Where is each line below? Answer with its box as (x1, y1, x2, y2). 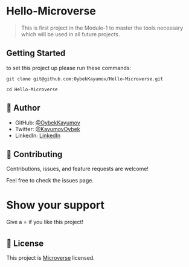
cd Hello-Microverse (6, 86, 59, 92)
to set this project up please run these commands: (6, 64, 132, 71)
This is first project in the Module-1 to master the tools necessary (21, 24, 184, 31)
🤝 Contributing (6, 149, 63, 159)
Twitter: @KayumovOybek (14, 125, 80, 132)
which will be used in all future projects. (21, 30, 120, 37)
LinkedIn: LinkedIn (14, 132, 61, 139)
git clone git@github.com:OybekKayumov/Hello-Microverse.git (6, 76, 164, 82)
